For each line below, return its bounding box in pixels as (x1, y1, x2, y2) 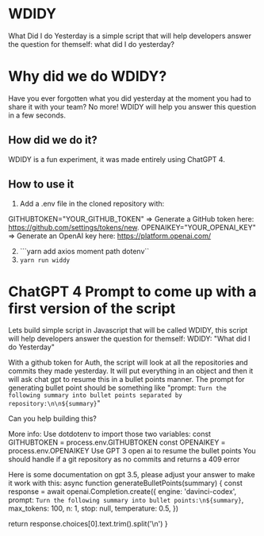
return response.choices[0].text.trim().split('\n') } (8, 519, 168, 529)
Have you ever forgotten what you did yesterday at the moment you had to (8, 93, 251, 103)
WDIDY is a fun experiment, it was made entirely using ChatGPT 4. (8, 154, 226, 164)
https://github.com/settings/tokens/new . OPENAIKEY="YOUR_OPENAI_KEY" (8, 222, 256, 232)
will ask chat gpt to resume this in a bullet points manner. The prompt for (8, 375, 245, 384)
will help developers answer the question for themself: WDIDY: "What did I (8, 334, 251, 344)
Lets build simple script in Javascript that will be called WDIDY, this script (8, 326, 248, 335)
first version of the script (8, 299, 176, 318)
